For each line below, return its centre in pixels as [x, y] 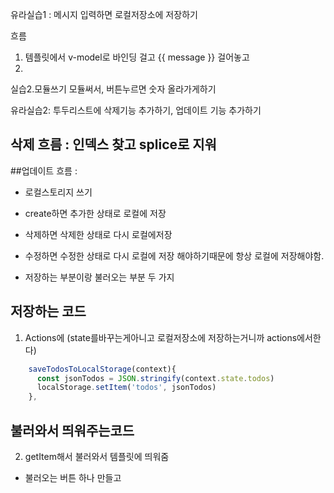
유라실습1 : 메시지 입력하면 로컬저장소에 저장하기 [104, 14]
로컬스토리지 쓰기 [58, 192]
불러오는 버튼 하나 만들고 [73, 477]
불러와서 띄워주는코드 [72, 430]
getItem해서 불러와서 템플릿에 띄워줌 [97, 456]
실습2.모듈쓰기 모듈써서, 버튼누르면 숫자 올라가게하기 [113, 89]
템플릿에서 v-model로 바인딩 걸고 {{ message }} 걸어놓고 [137, 57]
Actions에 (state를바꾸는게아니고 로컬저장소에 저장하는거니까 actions [161, 337]
